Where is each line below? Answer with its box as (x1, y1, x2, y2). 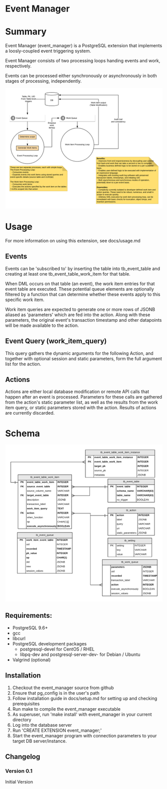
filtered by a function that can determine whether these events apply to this (5, 291, 160, 297)
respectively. (5, 63, 31, 69)
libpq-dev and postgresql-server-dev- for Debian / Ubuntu (19, 651, 140, 657)
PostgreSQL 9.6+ (12, 624, 48, 630)
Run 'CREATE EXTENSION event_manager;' (12, 727, 102, 733)
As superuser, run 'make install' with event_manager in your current (12, 711, 152, 717)
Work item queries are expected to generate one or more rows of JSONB (5, 306, 155, 312)
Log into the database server (12, 722, 72, 728)
